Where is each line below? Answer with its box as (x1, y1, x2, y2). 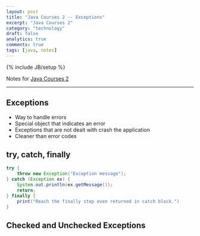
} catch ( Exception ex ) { (6, 176, 70, 183)
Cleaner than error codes (14, 132, 77, 139)
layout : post (6, 8, 39, 15)
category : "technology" (6, 25, 65, 31)
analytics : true (6, 36, 46, 42)
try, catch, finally (6, 149, 71, 160)
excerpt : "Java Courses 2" (6, 20, 73, 25)
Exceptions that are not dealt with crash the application (14, 126, 151, 133)
